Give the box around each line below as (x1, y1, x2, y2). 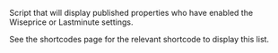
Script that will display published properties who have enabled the (9, 8, 254, 18)
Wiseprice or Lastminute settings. (9, 17, 134, 27)
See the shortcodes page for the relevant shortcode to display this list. (9, 34, 270, 44)
